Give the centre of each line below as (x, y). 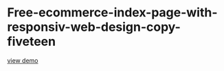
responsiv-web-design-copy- (94, 27)
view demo (23, 60)
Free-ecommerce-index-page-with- (112, 13)
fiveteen (32, 42)
